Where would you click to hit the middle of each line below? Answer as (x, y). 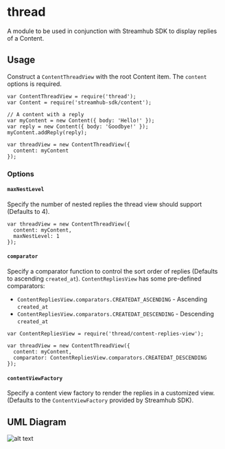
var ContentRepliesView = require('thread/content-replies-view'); (106, 334)
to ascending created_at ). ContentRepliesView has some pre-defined (104, 278)
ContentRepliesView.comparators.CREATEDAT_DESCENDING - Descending (116, 314)
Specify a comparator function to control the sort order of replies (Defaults (113, 272)
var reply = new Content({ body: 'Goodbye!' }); (78, 127)
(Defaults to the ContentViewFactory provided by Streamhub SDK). (100, 400)
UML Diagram (37, 422)
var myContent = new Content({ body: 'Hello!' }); (81, 120)
